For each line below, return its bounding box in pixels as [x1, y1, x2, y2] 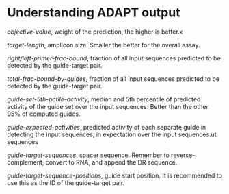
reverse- [170, 151, 196, 159]
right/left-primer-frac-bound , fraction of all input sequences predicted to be [7, 53, 221, 62]
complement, [7, 158, 44, 166]
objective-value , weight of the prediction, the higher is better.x [7, 27, 183, 36]
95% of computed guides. [7, 110, 81, 118]
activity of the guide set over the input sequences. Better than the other [7, 102, 208, 110]
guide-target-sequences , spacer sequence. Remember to [7, 151, 170, 159]
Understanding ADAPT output [7, 5, 180, 21]
